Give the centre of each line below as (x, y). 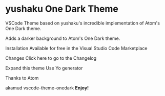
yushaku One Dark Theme (62, 9)
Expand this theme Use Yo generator (44, 68)
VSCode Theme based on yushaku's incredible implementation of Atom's (83, 23)
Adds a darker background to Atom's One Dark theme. (63, 38)
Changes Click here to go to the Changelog (51, 58)
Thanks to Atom (22, 78)
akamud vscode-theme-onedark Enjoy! (47, 88)
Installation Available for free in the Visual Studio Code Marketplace (76, 48)
